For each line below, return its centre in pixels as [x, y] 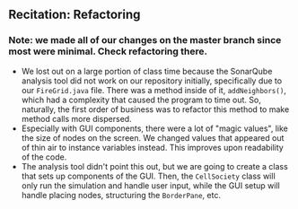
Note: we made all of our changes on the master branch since [145, 40]
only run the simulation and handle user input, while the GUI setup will [150, 185]
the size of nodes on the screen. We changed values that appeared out [153, 137]
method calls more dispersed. [76, 118]
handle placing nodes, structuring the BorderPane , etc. [121, 195]
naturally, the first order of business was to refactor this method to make [155, 109]
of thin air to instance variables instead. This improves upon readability [152, 147]
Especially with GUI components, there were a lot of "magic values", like [154, 128]
